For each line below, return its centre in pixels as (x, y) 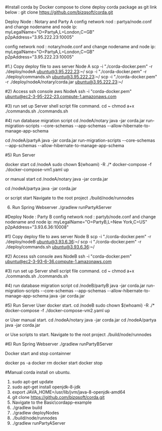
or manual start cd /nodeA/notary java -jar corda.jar (57, 179)
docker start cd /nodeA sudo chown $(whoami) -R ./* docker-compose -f (78, 164)
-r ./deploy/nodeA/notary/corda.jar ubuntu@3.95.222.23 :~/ (64, 82)
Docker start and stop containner (38, 353)
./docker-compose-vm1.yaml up (37, 169)
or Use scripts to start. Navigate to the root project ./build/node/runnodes (78, 335)
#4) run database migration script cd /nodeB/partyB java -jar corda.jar (75, 285)
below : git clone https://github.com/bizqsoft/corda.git (59, 12)
